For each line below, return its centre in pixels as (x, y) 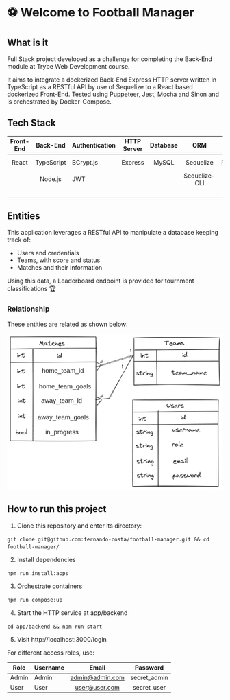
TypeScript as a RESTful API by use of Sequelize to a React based (100, 87)
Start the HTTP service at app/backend (72, 612)
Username (49, 668)
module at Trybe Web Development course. (68, 66)
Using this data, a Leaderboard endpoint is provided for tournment (101, 281)
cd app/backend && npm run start (55, 627)
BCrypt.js (85, 163)
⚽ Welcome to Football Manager (101, 13)
